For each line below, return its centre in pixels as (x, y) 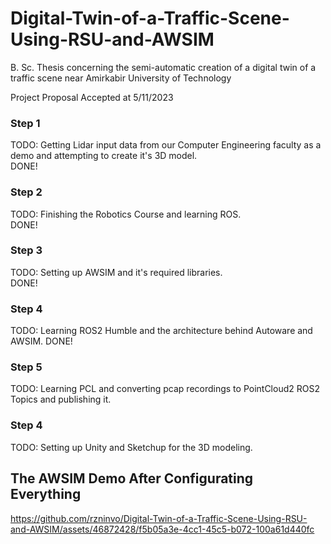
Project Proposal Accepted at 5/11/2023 (92, 97)
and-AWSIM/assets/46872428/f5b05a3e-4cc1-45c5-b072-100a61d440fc (162, 529)
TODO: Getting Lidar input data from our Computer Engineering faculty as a (166, 145)
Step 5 (26, 367)
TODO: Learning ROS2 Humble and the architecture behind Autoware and (161, 331)
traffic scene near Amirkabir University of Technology (121, 78)
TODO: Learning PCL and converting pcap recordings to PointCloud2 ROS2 (165, 389)
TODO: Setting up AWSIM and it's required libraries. (116, 272)
